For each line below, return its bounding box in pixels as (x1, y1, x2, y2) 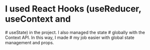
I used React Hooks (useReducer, (5, 3, 142, 14)
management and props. (5, 39, 54, 45)
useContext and (5, 13, 71, 25)
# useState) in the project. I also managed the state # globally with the (5, 29, 145, 35)
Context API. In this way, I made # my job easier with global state (5, 35, 135, 40)
